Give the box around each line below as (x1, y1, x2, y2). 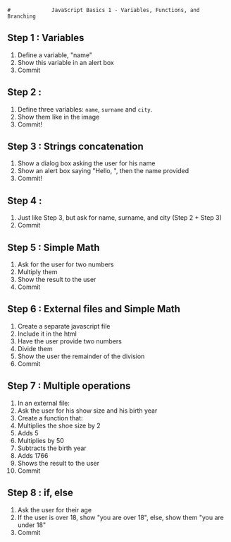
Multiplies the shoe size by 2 (17, 421, 101, 430)
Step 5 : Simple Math (7, 241, 100, 254)
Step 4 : (7, 194, 42, 206)
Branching (7, 13, 37, 20)
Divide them (17, 344, 53, 353)
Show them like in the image (17, 112, 100, 121)
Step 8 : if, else (7, 487, 74, 499)
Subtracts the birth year (17, 444, 87, 452)
